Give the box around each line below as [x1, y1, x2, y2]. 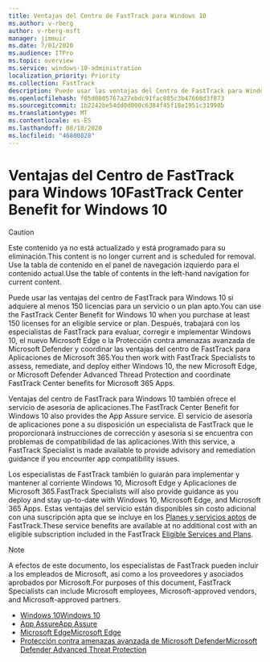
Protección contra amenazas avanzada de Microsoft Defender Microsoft [19, 635, 258, 645]
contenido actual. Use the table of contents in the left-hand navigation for [8, 268, 250, 278]
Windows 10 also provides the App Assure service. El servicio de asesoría [8, 411, 253, 420]
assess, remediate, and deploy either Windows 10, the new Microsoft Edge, [8, 361, 257, 370]
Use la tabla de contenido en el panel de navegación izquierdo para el [8, 259, 239, 270]
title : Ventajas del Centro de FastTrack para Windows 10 [8, 11, 207, 20]
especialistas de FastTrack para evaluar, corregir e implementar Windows [8, 327, 252, 337]
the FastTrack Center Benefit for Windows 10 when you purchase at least [8, 309, 251, 319]
